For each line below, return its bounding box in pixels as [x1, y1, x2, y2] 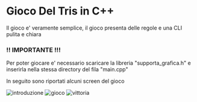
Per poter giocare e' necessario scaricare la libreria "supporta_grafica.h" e [6, 59, 191, 67]
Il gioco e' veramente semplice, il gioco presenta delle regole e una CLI [6, 24, 183, 31]
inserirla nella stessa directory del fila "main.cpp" [6, 66, 128, 73]
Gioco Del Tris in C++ [6, 4, 114, 18]
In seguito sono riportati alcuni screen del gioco [6, 77, 125, 85]
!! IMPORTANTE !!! [6, 45, 61, 54]
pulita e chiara [6, 30, 42, 37]
